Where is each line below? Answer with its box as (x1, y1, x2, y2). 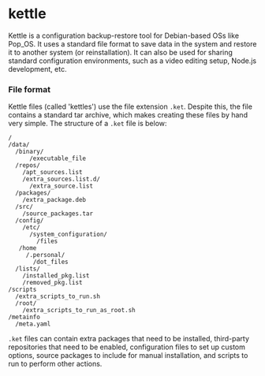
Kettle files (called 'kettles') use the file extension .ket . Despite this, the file (8, 102, 252, 111)
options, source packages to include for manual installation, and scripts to (8, 351, 248, 360)
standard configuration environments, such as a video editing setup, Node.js (8, 56, 257, 65)
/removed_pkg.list (22, 279, 83, 287)
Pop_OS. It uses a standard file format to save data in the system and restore (8, 39, 257, 48)
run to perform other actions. (8, 359, 103, 369)
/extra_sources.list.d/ (22, 175, 101, 184)
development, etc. (8, 64, 67, 73)
